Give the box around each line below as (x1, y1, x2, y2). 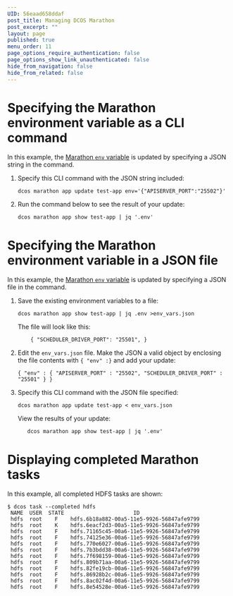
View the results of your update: (17, 414, 111, 423)
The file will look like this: (17, 322, 91, 332)
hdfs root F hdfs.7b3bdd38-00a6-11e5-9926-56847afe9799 (10, 547, 200, 554)
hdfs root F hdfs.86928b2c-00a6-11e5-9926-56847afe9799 (10, 571, 200, 578)
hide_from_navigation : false (7, 63, 93, 70)
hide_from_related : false (7, 69, 83, 76)
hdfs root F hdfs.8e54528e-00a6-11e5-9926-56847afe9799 (10, 583, 200, 591)
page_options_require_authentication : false (7, 50, 140, 57)
